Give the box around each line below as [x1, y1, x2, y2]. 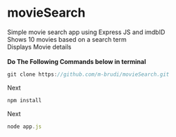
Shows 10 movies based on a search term [7, 35, 127, 43]
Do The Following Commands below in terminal [7, 57, 146, 65]
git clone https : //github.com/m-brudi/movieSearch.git [7, 71, 170, 78]
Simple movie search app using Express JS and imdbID [7, 28, 166, 36]
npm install [7, 97, 42, 104]
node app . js [7, 123, 42, 130]
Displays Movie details [7, 42, 72, 51]
